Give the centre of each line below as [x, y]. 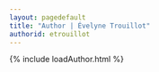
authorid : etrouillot [50, 34]
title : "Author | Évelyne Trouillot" [80, 26]
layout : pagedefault [48, 17]
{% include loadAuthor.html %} [66, 60]
